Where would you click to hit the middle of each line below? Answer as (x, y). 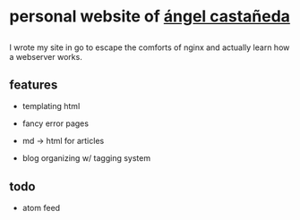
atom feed (41, 208)
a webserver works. (46, 56)
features (34, 85)
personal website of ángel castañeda (150, 17)
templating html (51, 106)
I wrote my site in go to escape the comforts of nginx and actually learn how (150, 47)
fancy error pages (56, 123)
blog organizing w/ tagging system (86, 158)
